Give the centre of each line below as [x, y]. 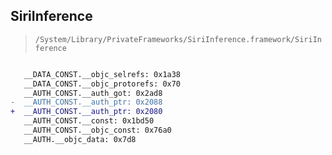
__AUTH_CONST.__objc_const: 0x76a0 [97, 130]
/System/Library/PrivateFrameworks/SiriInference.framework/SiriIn [178, 39]
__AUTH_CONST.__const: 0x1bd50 [89, 121]
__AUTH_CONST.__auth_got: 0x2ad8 [93, 93]
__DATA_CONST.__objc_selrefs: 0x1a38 [102, 74]
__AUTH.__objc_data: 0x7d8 [80, 139]
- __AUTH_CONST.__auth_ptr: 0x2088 [86, 102]
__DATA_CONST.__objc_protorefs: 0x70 [102, 84]
